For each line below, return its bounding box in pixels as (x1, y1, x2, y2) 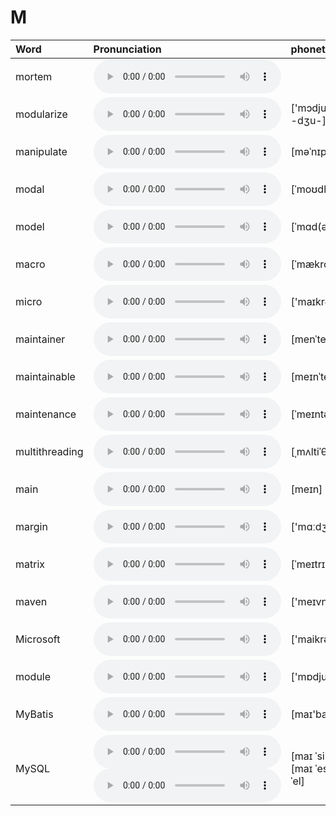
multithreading (15, 444, 84, 458)
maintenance (15, 407, 77, 421)
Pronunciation (93, 42, 162, 56)
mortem (15, 69, 53, 83)
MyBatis (15, 707, 54, 721)
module (15, 669, 52, 683)
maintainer (15, 332, 66, 346)
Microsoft (15, 632, 61, 646)
